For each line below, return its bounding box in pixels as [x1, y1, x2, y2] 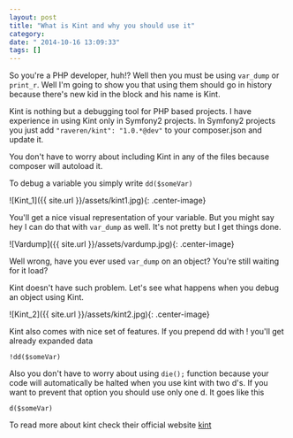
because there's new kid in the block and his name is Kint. [9, 89, 221, 100]
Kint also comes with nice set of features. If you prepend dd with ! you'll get [9, 327, 284, 337]
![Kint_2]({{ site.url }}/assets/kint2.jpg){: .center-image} [9, 309, 210, 319]
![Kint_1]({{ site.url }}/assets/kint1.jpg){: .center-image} [9, 196, 207, 206]
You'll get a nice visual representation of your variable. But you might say [9, 212, 275, 223]
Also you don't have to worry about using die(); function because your [9, 368, 269, 379]
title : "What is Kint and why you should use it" [9, 21, 196, 30]
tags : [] [9, 46, 41, 55]
